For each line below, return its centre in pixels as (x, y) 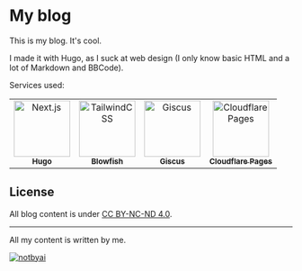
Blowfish (107, 161)
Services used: (37, 85)
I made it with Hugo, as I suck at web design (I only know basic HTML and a (150, 58)
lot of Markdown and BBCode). (67, 68)
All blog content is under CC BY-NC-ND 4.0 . (91, 213)
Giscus (173, 161)
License (32, 192)
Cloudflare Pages (241, 161)
